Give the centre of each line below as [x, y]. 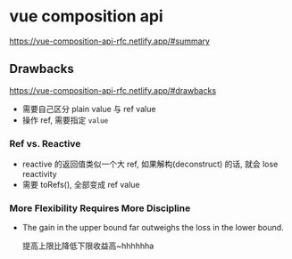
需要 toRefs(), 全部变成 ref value [81, 185]
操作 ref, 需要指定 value [65, 120]
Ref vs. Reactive [45, 143]
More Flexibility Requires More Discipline [100, 208]
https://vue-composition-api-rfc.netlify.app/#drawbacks [113, 90]
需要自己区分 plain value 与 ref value [89, 109]
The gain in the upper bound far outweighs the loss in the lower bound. [153, 228]
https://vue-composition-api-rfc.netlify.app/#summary [109, 41]
